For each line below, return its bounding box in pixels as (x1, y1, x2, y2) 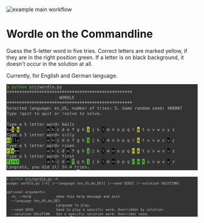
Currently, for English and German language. (6, 72, 118, 79)
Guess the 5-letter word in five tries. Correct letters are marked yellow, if (6, 47, 188, 54)
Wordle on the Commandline (6, 27, 154, 41)
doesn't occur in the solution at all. (6, 60, 93, 67)
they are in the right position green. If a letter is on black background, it (6, 54, 184, 61)
